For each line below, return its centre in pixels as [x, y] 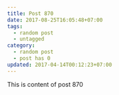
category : [21, 45]
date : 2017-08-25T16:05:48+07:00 [55, 20]
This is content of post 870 [45, 84]
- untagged [29, 39]
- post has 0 [32, 59]
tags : [15, 26]
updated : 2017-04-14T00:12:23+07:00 [60, 65]
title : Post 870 [30, 13]
